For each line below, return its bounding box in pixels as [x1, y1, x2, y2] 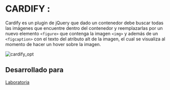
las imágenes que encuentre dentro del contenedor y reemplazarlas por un [5, 25, 163, 31]
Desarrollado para [5, 66, 64, 74]
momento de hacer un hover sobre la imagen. [5, 41, 101, 47]
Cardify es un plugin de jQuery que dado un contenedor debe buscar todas [5, 20, 164, 26]
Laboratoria [5, 79, 30, 85]
